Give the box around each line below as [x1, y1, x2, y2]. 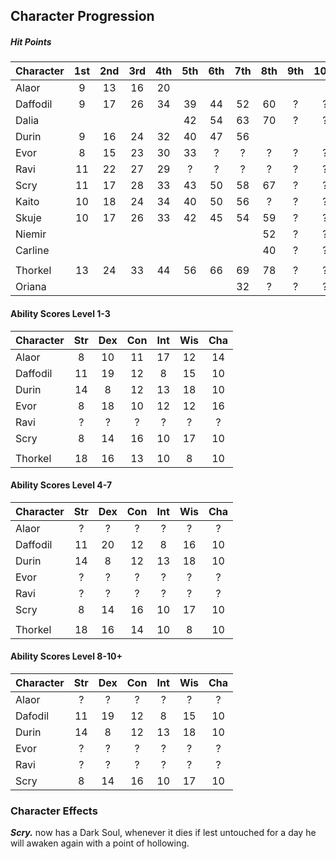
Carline [15, 244, 50, 258]
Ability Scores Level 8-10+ [10, 650, 123, 663]
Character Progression [10, 8, 155, 25]
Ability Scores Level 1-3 [10, 307, 111, 319]
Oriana [15, 280, 47, 294]
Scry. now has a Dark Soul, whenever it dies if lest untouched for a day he [10, 827, 317, 839]
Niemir [15, 227, 47, 241]
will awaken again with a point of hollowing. [10, 837, 190, 849]
